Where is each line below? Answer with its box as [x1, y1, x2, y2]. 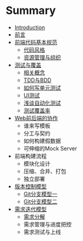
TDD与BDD [23, 76, 52, 84]
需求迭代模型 [14, 205, 47, 212]
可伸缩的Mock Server [23, 144, 77, 152]
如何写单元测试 [23, 84, 61, 91]
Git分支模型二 [23, 198, 58, 205]
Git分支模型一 [23, 190, 58, 197]
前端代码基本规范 [14, 38, 58, 46]
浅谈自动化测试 [23, 99, 61, 106]
